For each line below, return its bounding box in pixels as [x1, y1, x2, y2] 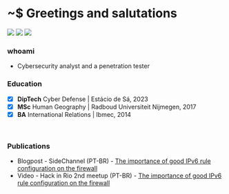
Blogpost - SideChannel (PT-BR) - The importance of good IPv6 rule [17, 157, 212, 165]
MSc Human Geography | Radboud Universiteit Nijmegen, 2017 [17, 103, 197, 111]
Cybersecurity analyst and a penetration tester [17, 62, 150, 70]
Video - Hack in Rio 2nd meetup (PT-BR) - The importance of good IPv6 [17, 171, 222, 180]
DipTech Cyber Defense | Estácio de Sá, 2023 [17, 95, 148, 103]
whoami [7, 46, 35, 56]
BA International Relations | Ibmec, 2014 [17, 110, 132, 118]
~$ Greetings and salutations [7, 6, 178, 21]
